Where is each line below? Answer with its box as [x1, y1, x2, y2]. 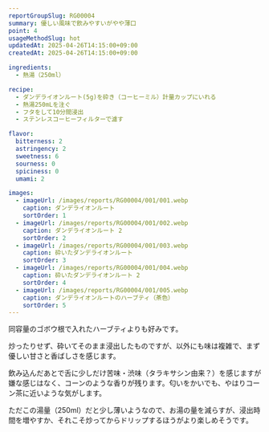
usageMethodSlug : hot [8, 34, 81, 43]
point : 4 [8, 26, 38, 35]
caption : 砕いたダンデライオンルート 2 [22, 271, 141, 279]
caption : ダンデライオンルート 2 [22, 226, 123, 234]
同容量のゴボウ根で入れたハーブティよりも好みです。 [8, 324, 183, 334]
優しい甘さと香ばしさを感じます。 [8, 351, 120, 361]
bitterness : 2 [15, 137, 63, 145]
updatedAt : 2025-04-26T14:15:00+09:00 [8, 42, 138, 50]
